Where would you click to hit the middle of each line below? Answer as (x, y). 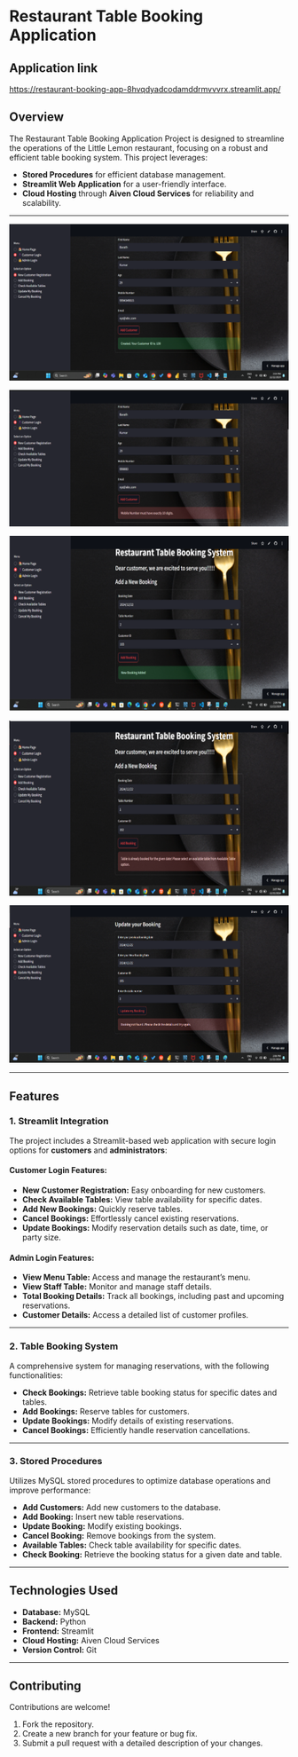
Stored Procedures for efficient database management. (124, 174)
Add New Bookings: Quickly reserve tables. (102, 1209)
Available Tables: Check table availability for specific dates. (132, 1545)
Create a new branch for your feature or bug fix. (110, 1734)
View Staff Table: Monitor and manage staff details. (117, 1287)
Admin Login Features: (52, 1257)
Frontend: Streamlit (58, 1631)
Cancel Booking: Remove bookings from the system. (119, 1535)
